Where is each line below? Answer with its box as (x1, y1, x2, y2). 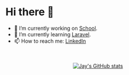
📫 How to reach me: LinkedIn (13, 37, 86, 45)
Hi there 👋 (5, 5, 54, 19)
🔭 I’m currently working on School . (13, 25, 98, 32)
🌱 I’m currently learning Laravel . (13, 30, 91, 37)
